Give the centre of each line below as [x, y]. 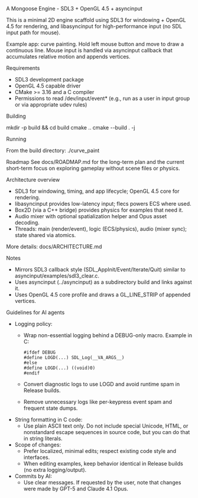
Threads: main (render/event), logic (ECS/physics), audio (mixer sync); [101, 229]
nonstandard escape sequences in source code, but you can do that [107, 432]
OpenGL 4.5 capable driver [48, 86]
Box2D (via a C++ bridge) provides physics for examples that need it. [99, 210]
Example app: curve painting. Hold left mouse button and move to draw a [95, 44]
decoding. [27, 222]
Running [16, 139]
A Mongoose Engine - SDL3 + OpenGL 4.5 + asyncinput [74, 9]
